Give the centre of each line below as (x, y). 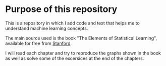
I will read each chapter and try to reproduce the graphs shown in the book (83, 53)
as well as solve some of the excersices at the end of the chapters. (75, 58)
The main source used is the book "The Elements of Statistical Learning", (81, 38)
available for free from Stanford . (39, 43)
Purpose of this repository (61, 9)
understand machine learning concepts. (47, 28)
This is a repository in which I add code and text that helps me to (72, 23)
